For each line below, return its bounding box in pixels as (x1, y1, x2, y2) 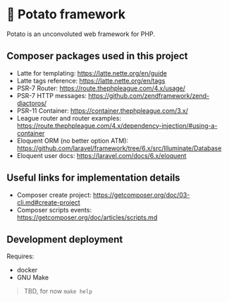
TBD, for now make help (23, 287, 93, 296)
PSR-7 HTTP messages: (16, 91, 87, 99)
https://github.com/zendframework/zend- (88, 91, 209, 99)
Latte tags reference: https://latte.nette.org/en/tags (16, 76, 166, 85)
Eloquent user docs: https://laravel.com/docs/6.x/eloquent (16, 151, 187, 159)
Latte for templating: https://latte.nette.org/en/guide (16, 68, 167, 77)
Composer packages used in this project (6, 50, 188, 62)
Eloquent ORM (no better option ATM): (16, 136, 128, 145)
